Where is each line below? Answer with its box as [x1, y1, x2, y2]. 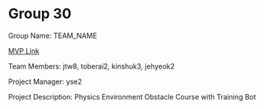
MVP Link [8, 46, 40, 55]
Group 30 [8, 5, 72, 23]
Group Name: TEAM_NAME [8, 31, 97, 40]
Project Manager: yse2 [8, 77, 83, 86]
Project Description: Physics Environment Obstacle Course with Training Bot [8, 92, 257, 101]
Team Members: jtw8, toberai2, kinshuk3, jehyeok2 [8, 61, 175, 71]
